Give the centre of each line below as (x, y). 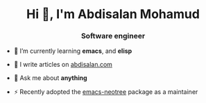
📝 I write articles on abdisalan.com (63, 65)
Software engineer (113, 36)
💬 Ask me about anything (51, 78)
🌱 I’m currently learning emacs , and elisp (73, 51)
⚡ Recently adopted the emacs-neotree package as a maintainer (106, 92)
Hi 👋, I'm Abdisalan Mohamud (113, 14)
